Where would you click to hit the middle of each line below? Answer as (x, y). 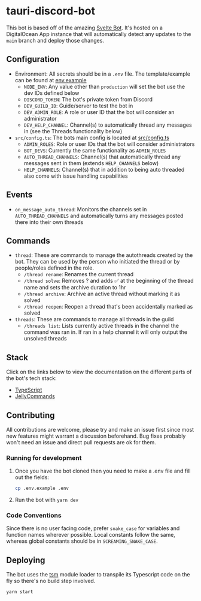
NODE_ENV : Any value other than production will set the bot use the (104, 86)
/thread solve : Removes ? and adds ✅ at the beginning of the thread (109, 281)
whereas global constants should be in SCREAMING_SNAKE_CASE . (82, 541)
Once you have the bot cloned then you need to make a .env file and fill (103, 471)
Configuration (33, 59)
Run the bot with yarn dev (47, 500)
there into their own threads (49, 222)
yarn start (20, 592)
